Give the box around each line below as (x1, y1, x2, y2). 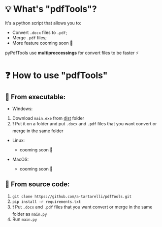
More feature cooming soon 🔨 (12, 40, 73, 46)
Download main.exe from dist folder (12, 115, 85, 121)
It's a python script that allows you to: (5, 20, 81, 26)
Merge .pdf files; (12, 34, 47, 40)
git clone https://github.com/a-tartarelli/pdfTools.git (12, 194, 132, 199)
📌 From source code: (5, 180, 70, 189)
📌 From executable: (5, 92, 65, 101)
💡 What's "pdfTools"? (5, 3, 97, 15)
